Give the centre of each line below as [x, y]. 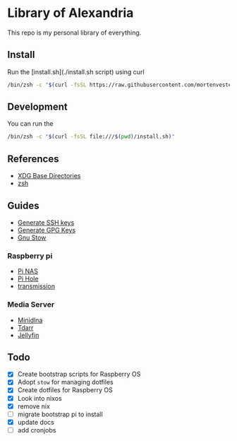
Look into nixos [39, 398]
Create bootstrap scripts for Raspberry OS [79, 374]
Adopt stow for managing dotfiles [66, 382]
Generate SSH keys [46, 222]
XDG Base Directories [49, 176]
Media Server [31, 305]
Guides [24, 205]
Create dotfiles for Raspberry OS [65, 390]
